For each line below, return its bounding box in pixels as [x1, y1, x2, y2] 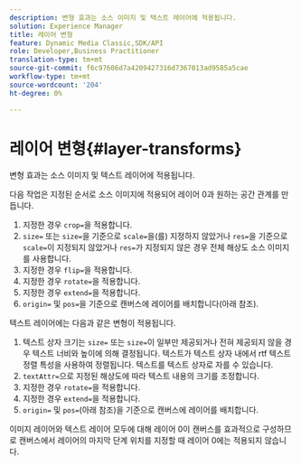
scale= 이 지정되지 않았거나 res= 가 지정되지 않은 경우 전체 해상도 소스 [22, 242, 266, 253]
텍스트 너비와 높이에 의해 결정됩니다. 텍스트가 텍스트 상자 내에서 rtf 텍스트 [32, 349, 292, 359]
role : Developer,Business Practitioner [9, 47, 160, 56]
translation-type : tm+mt [9, 55, 103, 64]
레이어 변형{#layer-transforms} [9, 138, 242, 159]
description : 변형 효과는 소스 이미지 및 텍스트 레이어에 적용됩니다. [9, 13, 237, 23]
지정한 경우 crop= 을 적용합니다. [22, 219, 133, 230]
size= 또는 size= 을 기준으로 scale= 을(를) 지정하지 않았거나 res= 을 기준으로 [22, 231, 288, 242]
